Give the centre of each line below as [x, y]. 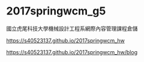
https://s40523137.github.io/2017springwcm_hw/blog [72, 52]
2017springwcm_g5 [56, 11]
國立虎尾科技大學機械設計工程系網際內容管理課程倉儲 [72, 28]
